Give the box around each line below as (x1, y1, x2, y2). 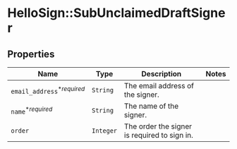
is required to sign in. (123, 131, 194, 140)
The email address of (123, 81, 194, 90)
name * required (11, 105, 53, 116)
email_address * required (11, 85, 85, 96)
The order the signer (123, 121, 193, 131)
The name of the (123, 101, 179, 111)
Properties (7, 48, 55, 60)
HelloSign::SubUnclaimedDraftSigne (7, 5, 226, 21)
